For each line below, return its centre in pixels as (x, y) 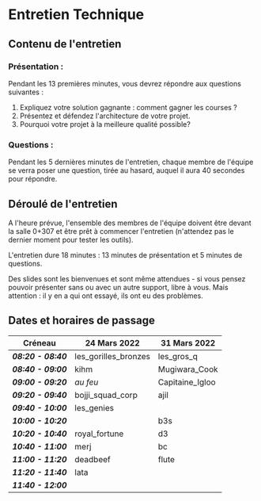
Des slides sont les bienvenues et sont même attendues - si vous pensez (127, 278)
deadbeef (93, 459)
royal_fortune (99, 434)
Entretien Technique (76, 15)
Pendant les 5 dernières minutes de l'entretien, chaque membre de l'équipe (131, 162)
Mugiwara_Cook (188, 369)
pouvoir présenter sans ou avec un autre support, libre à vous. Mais (118, 287)
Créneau (40, 342)
